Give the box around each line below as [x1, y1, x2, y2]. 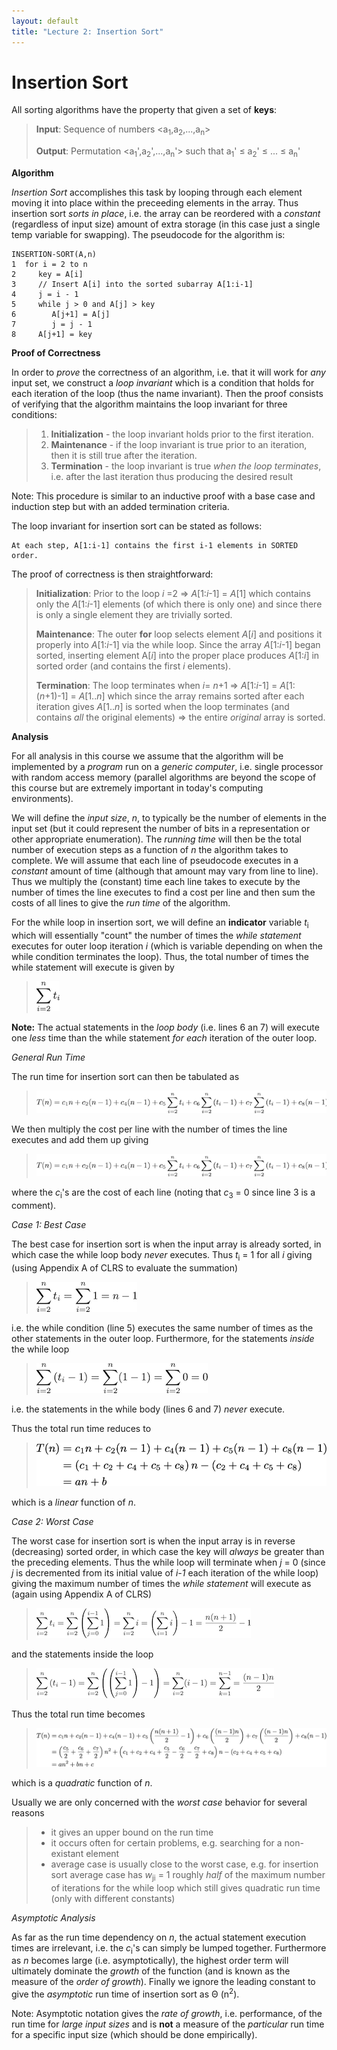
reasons [11, 1806, 45, 1819]
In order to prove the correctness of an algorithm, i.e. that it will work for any [11, 366, 326, 379]
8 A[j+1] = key [11, 330, 93, 340]
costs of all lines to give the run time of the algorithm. [11, 897, 231, 909]
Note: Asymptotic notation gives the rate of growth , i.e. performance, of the [11, 2008, 323, 2020]
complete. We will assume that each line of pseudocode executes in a [11, 855, 299, 867]
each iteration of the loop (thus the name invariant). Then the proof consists [11, 388, 324, 400]
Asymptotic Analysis [11, 1911, 96, 1924]
